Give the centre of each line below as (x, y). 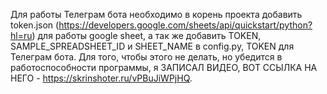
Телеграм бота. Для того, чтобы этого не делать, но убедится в (146, 57)
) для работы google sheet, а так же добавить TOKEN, (146, 35)
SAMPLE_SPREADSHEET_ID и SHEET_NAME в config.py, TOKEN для (152, 46)
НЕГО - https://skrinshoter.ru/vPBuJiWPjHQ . (101, 78)
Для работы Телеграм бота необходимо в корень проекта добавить (156, 14)
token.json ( (35, 25)
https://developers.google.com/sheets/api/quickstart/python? (185, 25)
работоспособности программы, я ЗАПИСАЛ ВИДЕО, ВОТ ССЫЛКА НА (164, 67)
